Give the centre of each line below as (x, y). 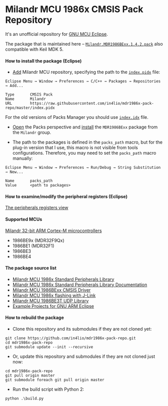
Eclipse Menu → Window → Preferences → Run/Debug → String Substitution (83, 168)
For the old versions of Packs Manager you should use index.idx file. (77, 117)
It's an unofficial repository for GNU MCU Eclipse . (57, 34)
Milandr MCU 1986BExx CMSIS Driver (52, 290)
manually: (23, 158)
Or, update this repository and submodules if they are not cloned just (84, 356)
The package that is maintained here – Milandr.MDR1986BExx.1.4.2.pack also (84, 43)
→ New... (14, 172)
